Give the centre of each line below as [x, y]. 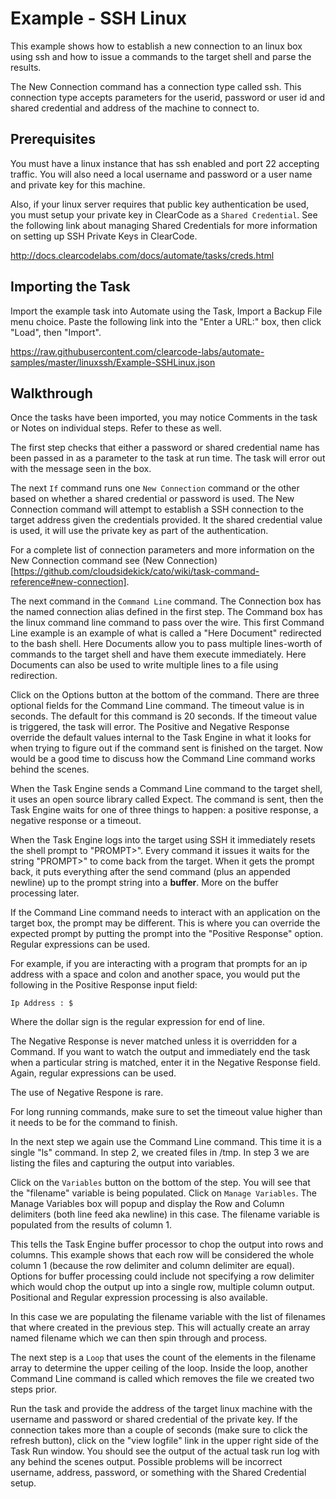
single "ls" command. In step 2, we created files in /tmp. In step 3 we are [160, 1153]
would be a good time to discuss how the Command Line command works [163, 759]
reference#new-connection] [68, 582]
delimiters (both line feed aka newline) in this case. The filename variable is [165, 1214]
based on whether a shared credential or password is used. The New [152, 499]
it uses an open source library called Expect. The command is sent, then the [167, 799]
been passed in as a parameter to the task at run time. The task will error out [168, 458]
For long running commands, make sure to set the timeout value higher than [166, 1112]
